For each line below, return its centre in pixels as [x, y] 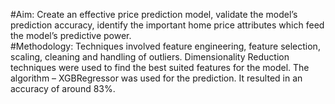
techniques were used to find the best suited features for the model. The [160, 67]
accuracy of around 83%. [63, 88]
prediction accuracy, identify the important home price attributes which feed [167, 25]
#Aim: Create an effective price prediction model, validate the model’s [154, 14]
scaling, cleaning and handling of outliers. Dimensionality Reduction [150, 57]
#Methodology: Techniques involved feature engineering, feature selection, [165, 46]
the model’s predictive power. [71, 35]
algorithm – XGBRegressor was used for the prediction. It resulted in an [156, 78]
